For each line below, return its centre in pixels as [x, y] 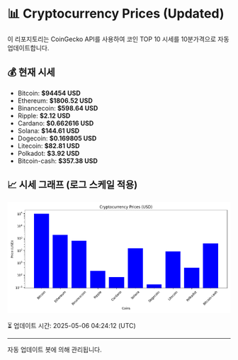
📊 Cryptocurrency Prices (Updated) [116, 14]
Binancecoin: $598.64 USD [58, 108]
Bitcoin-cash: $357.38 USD [57, 161]
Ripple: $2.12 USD [44, 116]
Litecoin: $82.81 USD [49, 145]
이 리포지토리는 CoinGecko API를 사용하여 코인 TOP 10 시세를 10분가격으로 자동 [118, 39]
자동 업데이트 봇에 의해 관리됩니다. [55, 349]
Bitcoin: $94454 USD [49, 93]
